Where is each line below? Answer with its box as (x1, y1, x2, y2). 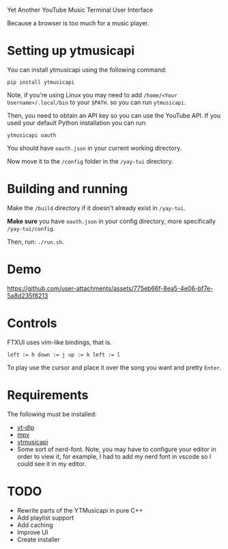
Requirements (7, 387, 89, 403)
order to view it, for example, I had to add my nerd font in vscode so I (16, 452, 212, 461)
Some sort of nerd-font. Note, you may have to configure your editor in (16, 445, 216, 453)
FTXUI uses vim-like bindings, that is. (7, 338, 112, 346)
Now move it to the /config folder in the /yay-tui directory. (7, 157, 173, 165)
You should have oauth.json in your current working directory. (7, 144, 182, 152)
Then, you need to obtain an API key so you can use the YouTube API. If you (7, 111, 220, 119)
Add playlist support (16, 513, 74, 522)
